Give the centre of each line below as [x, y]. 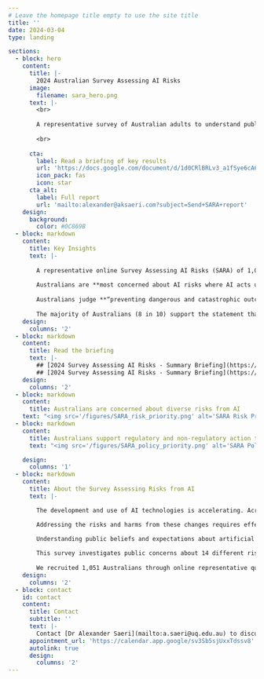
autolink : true [54, 648]
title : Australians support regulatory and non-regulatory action [140, 438]
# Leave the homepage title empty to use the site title [103, 15]
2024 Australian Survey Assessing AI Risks [108, 80]
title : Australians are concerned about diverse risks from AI [135, 409]
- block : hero [38, 59]
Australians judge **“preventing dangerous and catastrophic [139, 300]
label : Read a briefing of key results [102, 161]
